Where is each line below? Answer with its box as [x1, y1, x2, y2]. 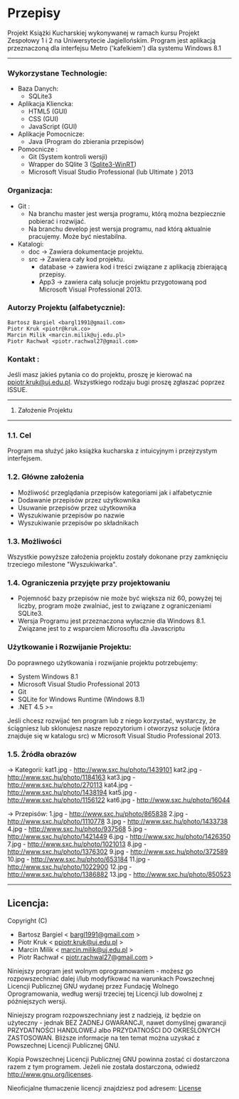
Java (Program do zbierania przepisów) [28, 138, 144, 146]
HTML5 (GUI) [28, 107, 68, 115]
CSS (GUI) [28, 115, 59, 123]
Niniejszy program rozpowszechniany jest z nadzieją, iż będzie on [7, 1011, 201, 1019]
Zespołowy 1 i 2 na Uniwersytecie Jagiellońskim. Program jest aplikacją [7, 36, 216, 44]
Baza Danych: [17, 84, 59, 93]
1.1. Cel [7, 430, 32, 440]
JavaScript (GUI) [28, 123, 78, 131]
